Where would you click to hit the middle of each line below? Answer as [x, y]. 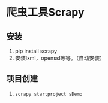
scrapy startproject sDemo [49, 94]
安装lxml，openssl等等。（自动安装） [60, 58]
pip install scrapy [36, 51]
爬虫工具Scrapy [46, 12]
